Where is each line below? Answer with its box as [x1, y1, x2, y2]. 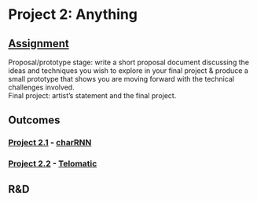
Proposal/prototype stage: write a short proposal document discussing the [8, 57, 250, 67]
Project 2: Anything [8, 5, 138, 24]
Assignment [8, 37, 69, 50]
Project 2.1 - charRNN [8, 137, 92, 148]
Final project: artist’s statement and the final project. [8, 91, 177, 100]
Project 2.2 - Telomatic [8, 159, 97, 170]
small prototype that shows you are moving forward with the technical [8, 75, 234, 83]
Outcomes [8, 114, 61, 127]
